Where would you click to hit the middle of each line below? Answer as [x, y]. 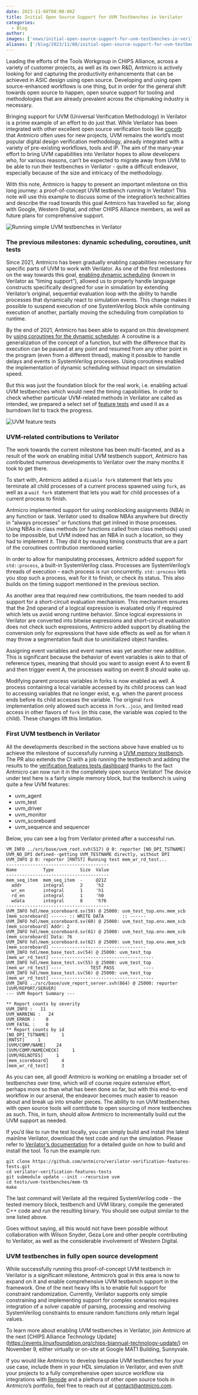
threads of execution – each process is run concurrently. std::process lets [96, 571]
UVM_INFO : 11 [26, 1009]
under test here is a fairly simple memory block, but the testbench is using [96, 778]
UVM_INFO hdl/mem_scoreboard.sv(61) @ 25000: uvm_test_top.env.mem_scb [96, 931]
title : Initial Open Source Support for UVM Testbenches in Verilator [95, 17]
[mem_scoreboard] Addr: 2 [38, 926]
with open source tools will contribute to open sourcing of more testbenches [99, 1108]
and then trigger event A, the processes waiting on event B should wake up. [98, 670]
